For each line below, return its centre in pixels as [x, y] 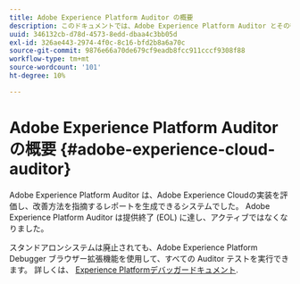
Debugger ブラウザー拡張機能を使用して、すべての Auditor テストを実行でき [149, 258]
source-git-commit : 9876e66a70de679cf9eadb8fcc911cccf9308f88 [127, 51]
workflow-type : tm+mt [50, 59]
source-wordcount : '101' [55, 68]
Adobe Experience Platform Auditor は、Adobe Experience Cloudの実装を [145, 195]
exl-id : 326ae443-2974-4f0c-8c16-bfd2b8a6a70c [97, 42]
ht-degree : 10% [37, 76]
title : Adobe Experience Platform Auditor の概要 [101, 17]
